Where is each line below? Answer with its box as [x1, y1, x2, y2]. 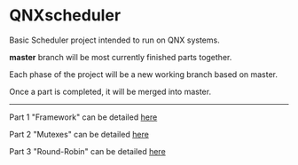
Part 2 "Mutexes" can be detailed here [9, 129, 149, 139]
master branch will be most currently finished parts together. [9, 51, 232, 62]
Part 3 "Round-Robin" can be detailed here [9, 145, 166, 156]
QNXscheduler [9, 5, 122, 26]
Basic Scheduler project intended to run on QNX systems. [9, 35, 220, 45]
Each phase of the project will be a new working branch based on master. [9, 68, 278, 80]
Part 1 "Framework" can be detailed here [9, 112, 158, 122]
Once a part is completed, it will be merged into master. [9, 86, 211, 97]
